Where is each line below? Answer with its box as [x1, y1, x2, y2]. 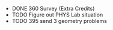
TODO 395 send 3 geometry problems [11, 18, 107, 24]
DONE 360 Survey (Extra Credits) [11, 5, 95, 12]
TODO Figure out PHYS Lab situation [11, 11, 103, 18]
